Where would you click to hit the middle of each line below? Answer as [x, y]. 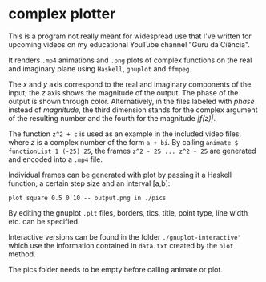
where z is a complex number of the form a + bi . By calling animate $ [123, 142]
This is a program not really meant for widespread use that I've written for [130, 36]
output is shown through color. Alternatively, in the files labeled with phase [131, 101]
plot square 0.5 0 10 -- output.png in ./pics [87, 198]
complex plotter [62, 14]
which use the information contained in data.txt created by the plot [121, 245]
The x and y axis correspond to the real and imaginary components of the [130, 84]
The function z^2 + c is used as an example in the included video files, [125, 134]
